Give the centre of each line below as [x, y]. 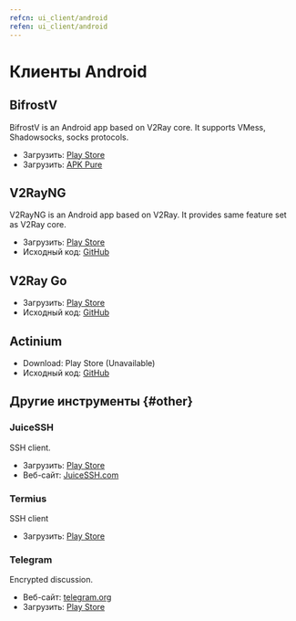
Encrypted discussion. [51, 580]
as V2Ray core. [38, 225]
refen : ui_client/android [58, 26]
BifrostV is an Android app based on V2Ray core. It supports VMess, [138, 127]
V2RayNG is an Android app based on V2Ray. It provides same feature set [148, 215]
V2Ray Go [38, 281]
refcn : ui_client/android [58, 18]
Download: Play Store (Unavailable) [89, 363]
